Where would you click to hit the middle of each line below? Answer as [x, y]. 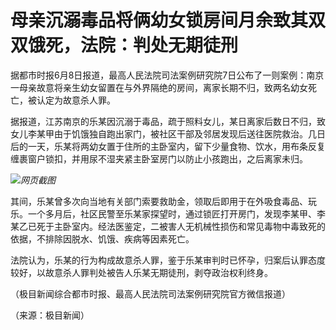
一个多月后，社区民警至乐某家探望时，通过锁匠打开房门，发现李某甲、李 [176, 213]
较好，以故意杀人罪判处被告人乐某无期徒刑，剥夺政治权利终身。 [141, 272]
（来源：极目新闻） [50, 315]
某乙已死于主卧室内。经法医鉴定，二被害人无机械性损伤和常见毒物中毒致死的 [168, 226]
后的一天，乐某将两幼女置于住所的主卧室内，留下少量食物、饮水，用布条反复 [168, 146]
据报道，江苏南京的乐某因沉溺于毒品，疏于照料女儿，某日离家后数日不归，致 [168, 121]
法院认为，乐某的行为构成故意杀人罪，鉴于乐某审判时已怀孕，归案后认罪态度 [168, 260]
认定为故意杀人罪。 [76, 100]
